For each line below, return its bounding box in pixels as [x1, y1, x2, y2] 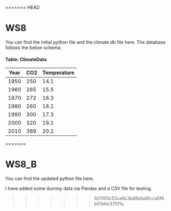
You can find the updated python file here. [5, 176, 94, 182]
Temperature [42, 69, 75, 76]
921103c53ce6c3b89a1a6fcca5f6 [94, 195, 164, 201]
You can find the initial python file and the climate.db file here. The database [5, 39, 166, 45]
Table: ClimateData [5, 56, 47, 62]
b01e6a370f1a [94, 201, 124, 207]
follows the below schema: [5, 44, 62, 51]
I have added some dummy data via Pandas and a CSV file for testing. [5, 185, 152, 192]
